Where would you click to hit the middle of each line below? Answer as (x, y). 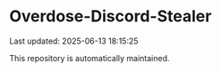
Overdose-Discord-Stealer (110, 16)
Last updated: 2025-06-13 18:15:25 (74, 41)
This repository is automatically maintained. (89, 58)
